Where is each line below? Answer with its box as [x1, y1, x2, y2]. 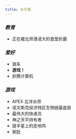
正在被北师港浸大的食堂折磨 [12, 36, 67, 42]
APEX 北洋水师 [12, 98, 42, 104]
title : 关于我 [5, 7, 31, 12]
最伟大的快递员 [12, 110, 42, 116]
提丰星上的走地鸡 [12, 123, 46, 128]
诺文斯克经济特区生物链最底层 [12, 105, 71, 110]
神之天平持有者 [12, 117, 42, 123]
